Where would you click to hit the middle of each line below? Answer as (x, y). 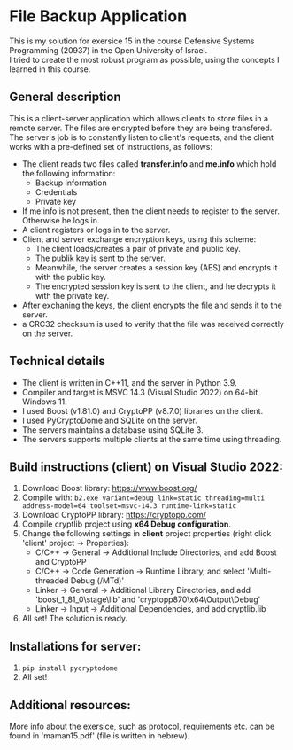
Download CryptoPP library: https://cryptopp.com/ (114, 515)
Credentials (56, 191)
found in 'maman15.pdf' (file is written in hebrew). (100, 736)
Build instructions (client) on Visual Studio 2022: (146, 467)
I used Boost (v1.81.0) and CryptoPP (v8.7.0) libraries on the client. (143, 410)
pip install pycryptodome (69, 668)
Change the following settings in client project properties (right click (146, 534)
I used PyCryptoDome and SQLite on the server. (109, 420)
